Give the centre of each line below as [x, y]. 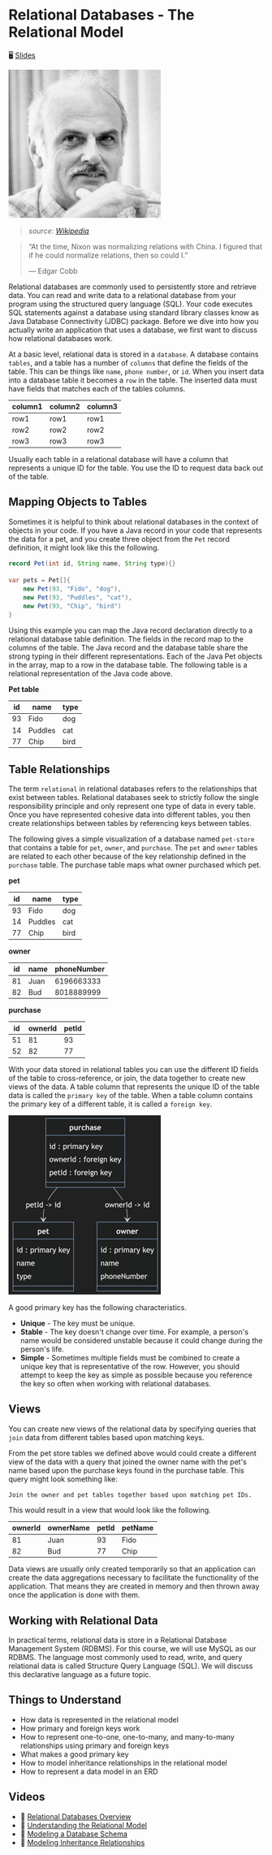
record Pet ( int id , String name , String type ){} [92, 563]
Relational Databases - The [101, 15]
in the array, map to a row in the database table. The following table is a [128, 664]
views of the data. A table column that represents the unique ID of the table [134, 1087]
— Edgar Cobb [53, 270]
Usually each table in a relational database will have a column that [119, 459]
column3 [102, 407]
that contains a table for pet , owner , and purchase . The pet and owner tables [133, 848]
